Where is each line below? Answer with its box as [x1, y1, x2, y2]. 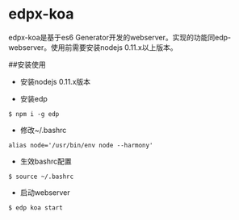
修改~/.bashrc [19, 125, 67, 135]
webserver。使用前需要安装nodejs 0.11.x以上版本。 [8, 42, 178, 52]
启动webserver [19, 187, 70, 197]
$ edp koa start [8, 203, 63, 212]
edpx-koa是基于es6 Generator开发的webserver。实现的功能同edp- [8, 32, 232, 42]
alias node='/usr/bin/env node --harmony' [8, 141, 153, 149]
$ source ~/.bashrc [8, 172, 74, 181]
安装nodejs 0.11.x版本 [19, 77, 91, 86]
